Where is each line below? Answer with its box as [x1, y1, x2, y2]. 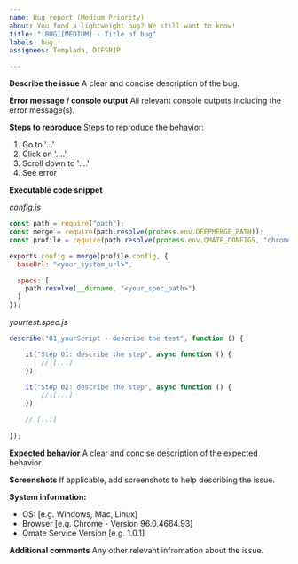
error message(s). [9, 105, 75, 115]
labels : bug [9, 37, 53, 47]
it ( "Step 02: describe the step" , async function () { [25, 383, 232, 392]
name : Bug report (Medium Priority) [9, 12, 145, 22]
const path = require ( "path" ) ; [9, 219, 125, 228]
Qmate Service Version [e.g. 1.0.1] [21, 528, 145, 538]
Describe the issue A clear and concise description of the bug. [9, 78, 240, 89]
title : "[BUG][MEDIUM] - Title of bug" [9, 29, 157, 38]
